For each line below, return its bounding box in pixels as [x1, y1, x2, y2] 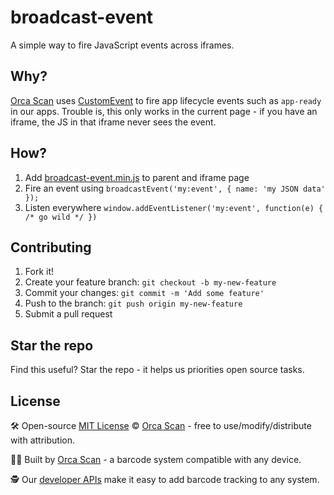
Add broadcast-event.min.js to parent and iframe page [24, 171, 250, 183]
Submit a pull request [24, 308, 113, 320]
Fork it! [24, 266, 55, 278]
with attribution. [10, 434, 75, 446]
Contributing [10, 239, 92, 256]
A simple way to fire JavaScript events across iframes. [10, 39, 235, 51]
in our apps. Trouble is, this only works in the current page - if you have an [10, 105, 318, 117]
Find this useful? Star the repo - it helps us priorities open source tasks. [10, 364, 305, 376]
